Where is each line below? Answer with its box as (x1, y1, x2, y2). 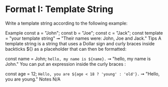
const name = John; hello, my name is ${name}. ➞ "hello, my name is (5, 55, 151, 61)
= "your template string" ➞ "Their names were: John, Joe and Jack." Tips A (5, 35, 162, 41)
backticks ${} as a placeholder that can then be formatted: (5, 46, 127, 52)
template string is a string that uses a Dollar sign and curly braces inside (5, 40, 155, 46)
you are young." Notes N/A (5, 76, 61, 82)
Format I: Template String (5, 4, 114, 15)
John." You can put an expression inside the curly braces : (5, 61, 126, 67)
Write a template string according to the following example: (5, 20, 128, 26)
